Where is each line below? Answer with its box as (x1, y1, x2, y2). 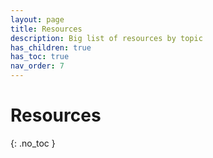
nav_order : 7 (10, 61, 65, 71)
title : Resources (10, 24, 83, 34)
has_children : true (10, 42, 92, 53)
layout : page (10, 14, 65, 25)
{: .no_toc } (10, 137, 56, 149)
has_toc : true (10, 52, 70, 62)
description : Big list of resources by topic (10, 33, 203, 43)
